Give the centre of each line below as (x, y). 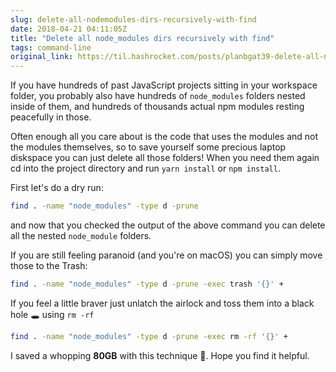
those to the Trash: (49, 265)
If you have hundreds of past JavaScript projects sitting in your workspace (164, 85)
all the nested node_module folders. (81, 235)
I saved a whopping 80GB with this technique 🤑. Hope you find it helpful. (160, 355)
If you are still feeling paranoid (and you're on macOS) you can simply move (166, 255)
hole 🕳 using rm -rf (52, 314)
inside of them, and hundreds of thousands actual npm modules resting (157, 107)
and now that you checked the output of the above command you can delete (168, 225)
